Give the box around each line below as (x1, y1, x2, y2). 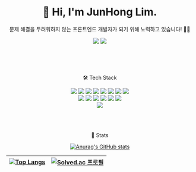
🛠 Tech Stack (83, 74, 117, 81)
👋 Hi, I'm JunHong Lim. (42, 5, 157, 19)
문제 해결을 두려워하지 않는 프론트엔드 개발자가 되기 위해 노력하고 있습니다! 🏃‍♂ (9, 25, 191, 33)
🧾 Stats (91, 131, 109, 138)
